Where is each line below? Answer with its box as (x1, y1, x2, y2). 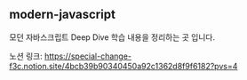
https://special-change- (44, 51, 131, 61)
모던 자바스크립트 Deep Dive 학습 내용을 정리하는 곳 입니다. (9, 31, 216, 43)
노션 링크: (9, 51, 43, 61)
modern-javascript (9, 7, 116, 22)
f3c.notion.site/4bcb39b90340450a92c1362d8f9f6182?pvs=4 (9, 60, 238, 71)
